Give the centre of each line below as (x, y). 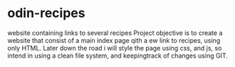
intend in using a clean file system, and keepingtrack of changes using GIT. (117, 56)
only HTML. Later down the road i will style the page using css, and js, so (115, 48)
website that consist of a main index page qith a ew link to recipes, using (114, 40)
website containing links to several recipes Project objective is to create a (115, 33)
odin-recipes (46, 13)
